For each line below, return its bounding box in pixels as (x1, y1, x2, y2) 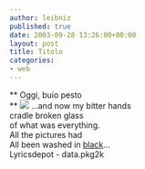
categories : (9, 56, 55, 65)
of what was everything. (9, 120, 100, 131)
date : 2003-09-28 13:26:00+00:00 (9, 30, 137, 39)
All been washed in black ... (9, 139, 111, 150)
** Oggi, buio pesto (9, 89, 82, 100)
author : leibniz (9, 13, 71, 23)
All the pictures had (9, 129, 83, 140)
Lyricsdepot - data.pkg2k (9, 148, 105, 160)
